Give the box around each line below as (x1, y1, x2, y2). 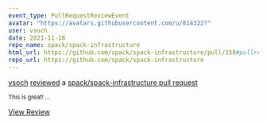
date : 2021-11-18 (8, 33, 66, 42)
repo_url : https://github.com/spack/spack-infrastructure (8, 56, 204, 64)
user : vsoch (8, 26, 48, 34)
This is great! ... (8, 93, 51, 101)
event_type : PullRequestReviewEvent (8, 11, 130, 20)
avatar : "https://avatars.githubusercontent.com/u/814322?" (8, 19, 212, 27)
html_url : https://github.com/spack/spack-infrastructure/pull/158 (8, 48, 237, 56)
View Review (8, 107, 50, 116)
